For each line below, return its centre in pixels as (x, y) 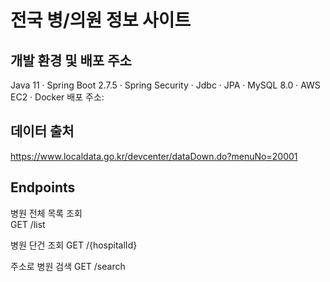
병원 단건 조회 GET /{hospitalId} (74, 245)
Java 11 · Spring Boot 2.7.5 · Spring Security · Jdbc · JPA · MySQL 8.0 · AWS (165, 85)
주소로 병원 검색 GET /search (68, 266)
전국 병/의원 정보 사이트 (101, 20)
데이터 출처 (42, 131)
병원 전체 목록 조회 (46, 213)
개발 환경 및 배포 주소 (71, 60)
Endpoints (43, 187)
